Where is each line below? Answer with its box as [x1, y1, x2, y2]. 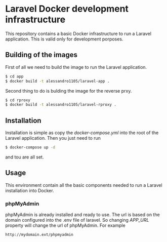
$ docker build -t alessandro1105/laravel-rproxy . [5, 102, 116, 107]
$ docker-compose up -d [5, 145, 56, 150]
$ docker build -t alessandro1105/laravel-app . [5, 78, 110, 84]
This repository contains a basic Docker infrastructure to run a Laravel [5, 30, 152, 36]
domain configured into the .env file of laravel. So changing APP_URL [5, 217, 149, 223]
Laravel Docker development [5, 3, 129, 15]
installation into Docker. [5, 187, 54, 193]
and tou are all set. [5, 154, 44, 160]
